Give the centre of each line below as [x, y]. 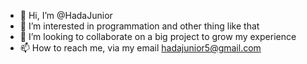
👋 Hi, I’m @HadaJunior [66, 15]
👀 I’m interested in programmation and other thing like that [139, 26]
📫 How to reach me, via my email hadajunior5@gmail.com [140, 48]
